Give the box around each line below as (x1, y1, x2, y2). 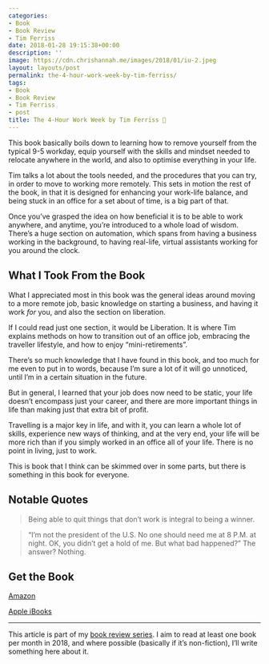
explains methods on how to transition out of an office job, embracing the (8, 331, 251, 340)
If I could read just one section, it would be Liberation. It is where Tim (8, 322, 236, 332)
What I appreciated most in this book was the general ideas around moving (8, 290, 255, 300)
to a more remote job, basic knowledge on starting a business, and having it (8, 298, 259, 308)
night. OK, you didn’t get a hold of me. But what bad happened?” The (27, 538, 256, 548)
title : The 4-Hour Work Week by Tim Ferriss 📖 (8, 116, 167, 124)
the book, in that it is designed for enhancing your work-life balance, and (8, 187, 248, 197)
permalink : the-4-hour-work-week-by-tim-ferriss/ (8, 71, 178, 79)
